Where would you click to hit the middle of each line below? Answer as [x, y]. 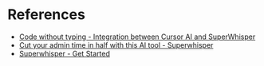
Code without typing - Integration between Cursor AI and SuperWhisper [137, 37]
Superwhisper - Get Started [65, 53]
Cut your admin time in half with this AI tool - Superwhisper [116, 45]
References [46, 15]
